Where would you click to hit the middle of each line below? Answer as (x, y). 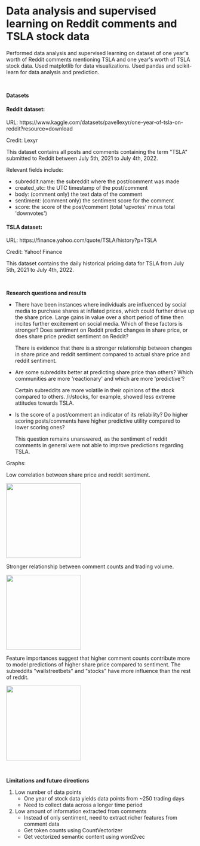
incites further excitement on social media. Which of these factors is (99, 324)
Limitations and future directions (48, 781)
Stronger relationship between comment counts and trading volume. (90, 566)
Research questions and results (46, 293)
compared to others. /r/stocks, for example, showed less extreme (95, 397)
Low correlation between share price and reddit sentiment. (78, 475)
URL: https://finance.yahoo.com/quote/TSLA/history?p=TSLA (81, 240)
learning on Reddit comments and (92, 24)
